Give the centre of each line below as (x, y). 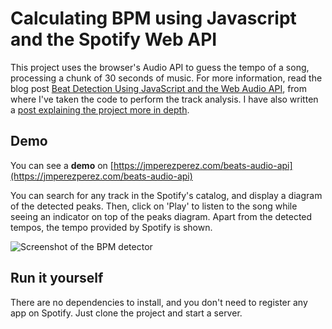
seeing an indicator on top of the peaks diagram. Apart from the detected (161, 216)
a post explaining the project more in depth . (100, 109)
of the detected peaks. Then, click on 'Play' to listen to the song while (154, 206)
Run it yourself (57, 278)
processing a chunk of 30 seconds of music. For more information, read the (166, 78)
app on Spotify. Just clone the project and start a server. (126, 313)
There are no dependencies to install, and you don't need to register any (159, 302)
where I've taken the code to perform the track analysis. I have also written (164, 99)
